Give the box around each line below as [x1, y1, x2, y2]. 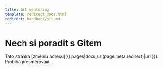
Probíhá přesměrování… [5, 59, 53, 65]
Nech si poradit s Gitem [5, 37, 102, 48]
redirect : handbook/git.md [5, 16, 60, 21]
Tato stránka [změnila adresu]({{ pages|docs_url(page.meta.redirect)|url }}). [5, 53, 159, 59]
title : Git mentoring [5, 7, 49, 12]
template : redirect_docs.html [5, 12, 67, 17]
